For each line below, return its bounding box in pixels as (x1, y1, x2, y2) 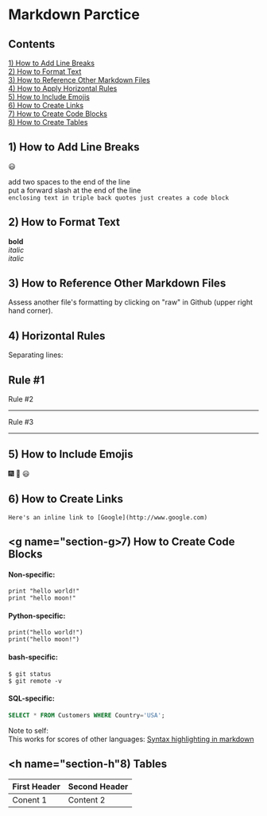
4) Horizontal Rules (8, 328, 106, 343)
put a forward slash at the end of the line (8, 185, 141, 195)
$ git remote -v (8, 677, 62, 685)
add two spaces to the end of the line (8, 177, 131, 186)
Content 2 (68, 794, 106, 805)
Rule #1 (8, 373, 45, 387)
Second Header (68, 781, 129, 792)
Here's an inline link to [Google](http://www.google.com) (8, 513, 208, 522)
